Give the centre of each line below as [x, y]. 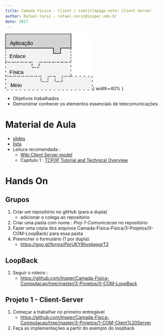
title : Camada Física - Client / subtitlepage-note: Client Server [78, 11]
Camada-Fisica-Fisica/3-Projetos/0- [115, 228]
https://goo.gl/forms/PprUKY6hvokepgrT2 [64, 244]
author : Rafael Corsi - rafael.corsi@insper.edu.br [61, 16]
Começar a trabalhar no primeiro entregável [59, 312]
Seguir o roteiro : [30, 273]
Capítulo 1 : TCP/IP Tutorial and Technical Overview [74, 160]
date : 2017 [17, 21]
